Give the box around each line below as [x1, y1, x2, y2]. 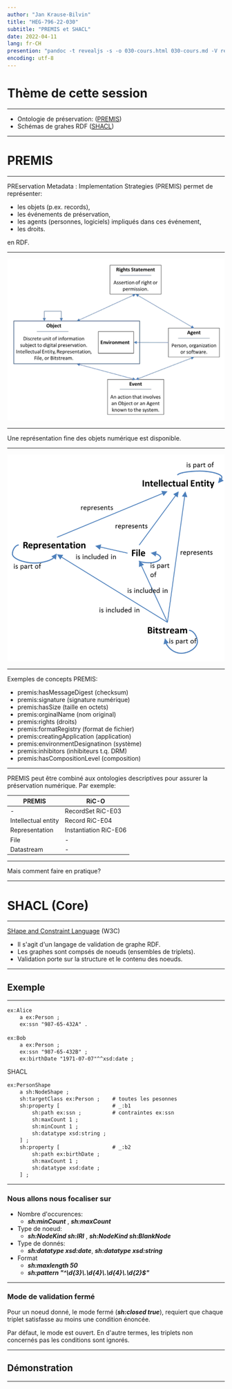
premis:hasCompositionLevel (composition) [17, 755, 142, 763]
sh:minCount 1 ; [32, 1123, 79, 1130]
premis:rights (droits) [17, 718, 77, 726]
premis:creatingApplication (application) [17, 732, 132, 741]
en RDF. [7, 238, 30, 246]
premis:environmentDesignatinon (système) [17, 739, 142, 748]
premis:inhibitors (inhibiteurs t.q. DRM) [17, 747, 128, 755]
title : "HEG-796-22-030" [7, 18, 79, 26]
